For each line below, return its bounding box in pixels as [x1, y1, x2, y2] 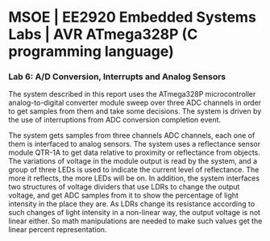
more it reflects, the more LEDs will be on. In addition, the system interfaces [8, 173, 260, 183]
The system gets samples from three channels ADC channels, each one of [8, 131, 255, 140]
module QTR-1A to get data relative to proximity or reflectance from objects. [8, 148, 260, 157]
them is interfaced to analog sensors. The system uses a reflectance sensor [8, 139, 261, 149]
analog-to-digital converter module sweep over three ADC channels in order [8, 98, 262, 108]
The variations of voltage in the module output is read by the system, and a [8, 156, 258, 166]
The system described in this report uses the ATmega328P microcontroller [8, 89, 256, 99]
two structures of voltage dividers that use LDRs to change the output [8, 182, 240, 192]
